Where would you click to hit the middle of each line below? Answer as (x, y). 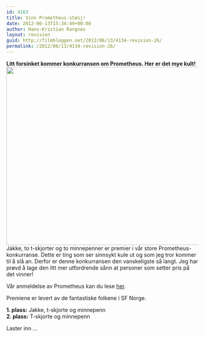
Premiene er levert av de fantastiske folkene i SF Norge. (76, 298)
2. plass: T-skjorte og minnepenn (48, 316)
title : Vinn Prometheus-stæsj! (46, 18)
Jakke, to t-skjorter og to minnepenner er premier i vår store (82, 248)
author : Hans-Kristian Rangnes (46, 29)
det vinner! (20, 274)
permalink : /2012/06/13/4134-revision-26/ (61, 47)
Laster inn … (22, 328)
